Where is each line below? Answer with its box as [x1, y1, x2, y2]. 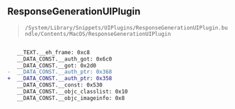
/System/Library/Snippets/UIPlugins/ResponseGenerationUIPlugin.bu [24, 24, 228, 31]
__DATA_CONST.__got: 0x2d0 [16, 62, 97, 69]
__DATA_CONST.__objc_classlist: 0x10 [16, 88, 129, 96]
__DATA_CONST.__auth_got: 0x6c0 [16, 56, 113, 63]
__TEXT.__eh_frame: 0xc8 [16, 49, 91, 56]
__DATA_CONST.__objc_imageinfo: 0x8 [16, 94, 125, 101]
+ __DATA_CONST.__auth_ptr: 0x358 [7, 75, 113, 82]
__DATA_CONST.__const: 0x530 [16, 82, 103, 89]
